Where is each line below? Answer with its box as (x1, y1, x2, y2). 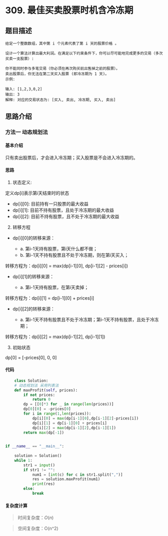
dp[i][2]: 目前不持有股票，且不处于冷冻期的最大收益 (12, 213, 120, 219)
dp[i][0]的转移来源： (12, 235, 55, 241)
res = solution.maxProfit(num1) (32, 477, 100, 482)
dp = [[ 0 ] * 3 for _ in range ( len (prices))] (23, 402, 114, 407)
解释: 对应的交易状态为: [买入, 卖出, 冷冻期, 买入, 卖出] (5, 97, 116, 102)
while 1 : (14, 458, 33, 463)
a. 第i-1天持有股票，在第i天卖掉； (20, 284, 89, 290)
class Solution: (14, 378, 49, 383)
